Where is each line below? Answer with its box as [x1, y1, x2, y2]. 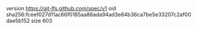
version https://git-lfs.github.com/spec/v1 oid [6, 5, 117, 12]
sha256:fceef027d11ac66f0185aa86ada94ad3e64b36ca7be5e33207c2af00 [6, 11, 191, 18]
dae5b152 [6, 17, 30, 24]
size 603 [31, 17, 53, 24]
